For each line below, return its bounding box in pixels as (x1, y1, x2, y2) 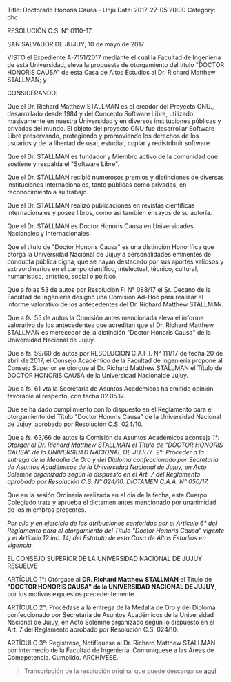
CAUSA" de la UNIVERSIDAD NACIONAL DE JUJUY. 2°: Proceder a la (7, 448, 205, 456)
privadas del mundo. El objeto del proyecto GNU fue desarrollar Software (7, 125, 215, 132)
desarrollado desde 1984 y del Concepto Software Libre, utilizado (7, 110, 194, 118)
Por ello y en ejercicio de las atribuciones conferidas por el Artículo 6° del (7, 519, 217, 527)
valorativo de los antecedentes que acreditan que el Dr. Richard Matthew (7, 321, 214, 329)
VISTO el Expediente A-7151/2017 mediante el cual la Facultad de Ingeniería (7, 53, 221, 62)
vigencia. (7, 541, 34, 549)
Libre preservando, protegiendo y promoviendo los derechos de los (7, 131, 199, 140)
